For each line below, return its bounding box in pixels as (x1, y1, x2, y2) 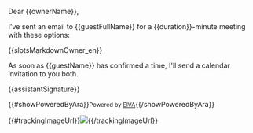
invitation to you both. (8, 69, 79, 78)
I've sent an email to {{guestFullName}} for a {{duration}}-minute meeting (8, 22, 246, 31)
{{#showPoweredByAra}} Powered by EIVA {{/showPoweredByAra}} (8, 100, 215, 109)
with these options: (8, 31, 71, 39)
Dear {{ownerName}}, (8, 7, 79, 16)
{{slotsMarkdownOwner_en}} (8, 46, 103, 54)
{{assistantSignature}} (8, 84, 80, 94)
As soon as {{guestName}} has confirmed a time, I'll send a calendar (8, 61, 230, 70)
